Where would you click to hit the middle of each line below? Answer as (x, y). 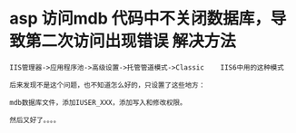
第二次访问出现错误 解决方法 (131, 41)
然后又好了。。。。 (35, 120)
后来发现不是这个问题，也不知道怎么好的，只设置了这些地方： (108, 85)
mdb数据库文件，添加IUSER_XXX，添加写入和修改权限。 (98, 102)
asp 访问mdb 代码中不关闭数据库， (140, 19)
